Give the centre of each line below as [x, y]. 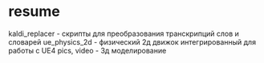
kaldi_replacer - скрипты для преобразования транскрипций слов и [124, 33]
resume [34, 12]
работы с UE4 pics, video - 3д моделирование [87, 50]
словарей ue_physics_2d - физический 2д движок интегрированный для [132, 41]
